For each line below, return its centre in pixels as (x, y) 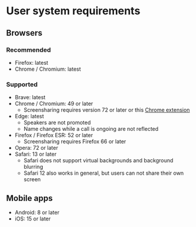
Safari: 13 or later (36, 154)
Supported (22, 84)
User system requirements (73, 11)
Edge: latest (29, 116)
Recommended (29, 50)
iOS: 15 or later (33, 219)
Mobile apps (29, 198)
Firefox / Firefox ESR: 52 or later (54, 135)
